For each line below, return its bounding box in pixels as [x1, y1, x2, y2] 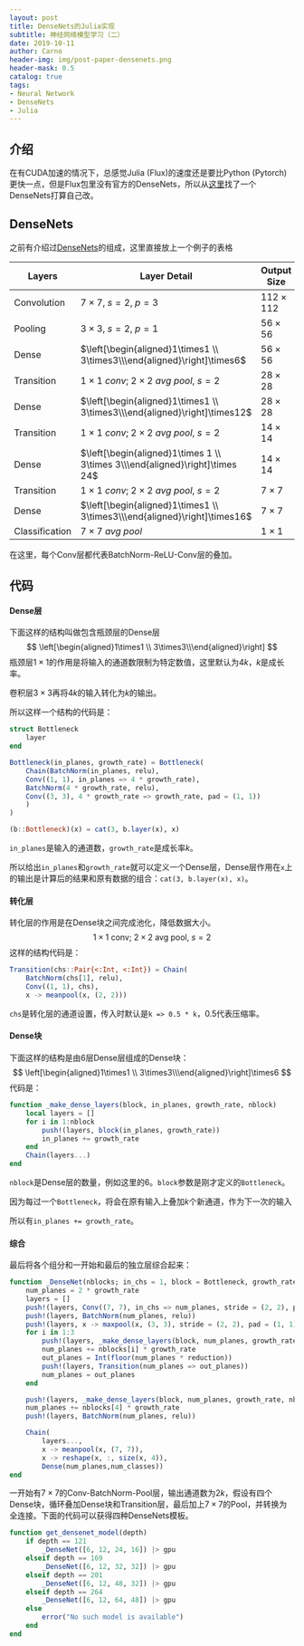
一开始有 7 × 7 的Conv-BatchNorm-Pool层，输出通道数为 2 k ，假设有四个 [9, 1488, 273, 1498]
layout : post [9, 13, 59, 23]
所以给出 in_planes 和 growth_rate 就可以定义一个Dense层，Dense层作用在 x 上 [9, 862, 293, 873]
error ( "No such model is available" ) [42, 1613, 184, 1622]
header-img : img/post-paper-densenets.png [9, 55, 172, 64]
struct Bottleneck [9, 725, 79, 734]
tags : [9, 81, 30, 90]
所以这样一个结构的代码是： [9, 707, 113, 718]
